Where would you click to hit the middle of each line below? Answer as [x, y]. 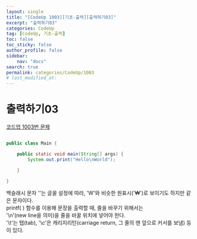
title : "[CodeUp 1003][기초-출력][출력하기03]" [61, 17]
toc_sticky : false [29, 45]
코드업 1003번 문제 [28, 127]
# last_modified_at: [32, 78]
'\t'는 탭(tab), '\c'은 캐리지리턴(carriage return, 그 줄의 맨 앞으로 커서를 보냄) [96, 223]
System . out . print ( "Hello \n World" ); [72, 159]
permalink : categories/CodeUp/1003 [50, 73]
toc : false [20, 39]
